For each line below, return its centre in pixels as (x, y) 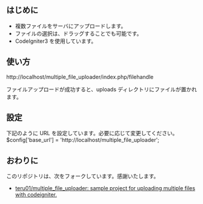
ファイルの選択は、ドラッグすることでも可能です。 (78, 33)
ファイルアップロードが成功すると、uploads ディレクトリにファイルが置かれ (101, 89)
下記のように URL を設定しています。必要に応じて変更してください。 (92, 133)
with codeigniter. (36, 195)
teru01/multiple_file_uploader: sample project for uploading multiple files (105, 188)
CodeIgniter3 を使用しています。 (56, 41)
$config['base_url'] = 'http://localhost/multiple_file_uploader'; (83, 140)
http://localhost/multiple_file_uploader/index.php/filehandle (80, 77)
